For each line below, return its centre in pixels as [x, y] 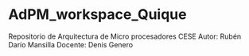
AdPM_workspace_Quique [97, 15]
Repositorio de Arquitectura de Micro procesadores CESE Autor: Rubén [125, 36]
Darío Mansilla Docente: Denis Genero [71, 44]
